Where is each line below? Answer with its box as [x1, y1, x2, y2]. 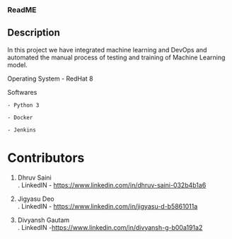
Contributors [7, 150, 85, 165]
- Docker [7, 114, 33, 121]
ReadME [7, 5, 37, 15]
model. [7, 60, 28, 69]
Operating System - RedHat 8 [7, 74, 93, 83]
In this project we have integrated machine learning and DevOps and [7, 45, 207, 54]
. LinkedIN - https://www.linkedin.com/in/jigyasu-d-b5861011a [17, 202, 198, 210]
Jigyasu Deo [17, 194, 54, 203]
